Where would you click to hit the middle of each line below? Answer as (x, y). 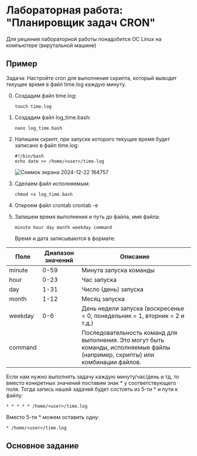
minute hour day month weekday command (63, 227)
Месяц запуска (103, 299)
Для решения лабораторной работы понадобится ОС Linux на (84, 39)
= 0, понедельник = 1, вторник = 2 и (133, 315)
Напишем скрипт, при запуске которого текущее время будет (92, 139)
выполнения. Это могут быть (123, 340)
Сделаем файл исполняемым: (52, 184)
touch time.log (33, 106)
